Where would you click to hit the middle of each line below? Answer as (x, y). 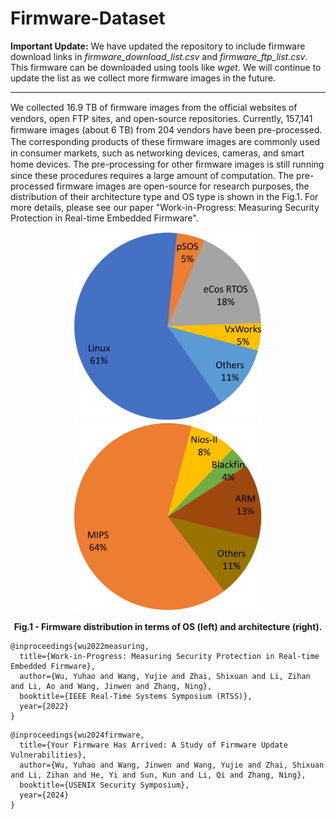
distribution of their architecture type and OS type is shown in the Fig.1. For (164, 196)
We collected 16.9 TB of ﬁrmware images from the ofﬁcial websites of (154, 107)
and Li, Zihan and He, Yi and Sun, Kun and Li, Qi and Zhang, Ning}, (158, 775)
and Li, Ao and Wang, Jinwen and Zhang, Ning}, (111, 687)
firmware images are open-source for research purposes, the (183, 186)
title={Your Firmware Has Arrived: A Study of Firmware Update (153, 745)
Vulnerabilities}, (48, 755)
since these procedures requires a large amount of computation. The (152, 175)
